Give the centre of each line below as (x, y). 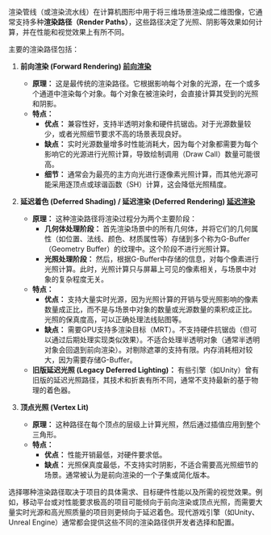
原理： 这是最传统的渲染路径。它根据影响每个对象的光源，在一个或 (143, 84)
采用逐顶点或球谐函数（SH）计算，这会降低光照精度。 (141, 184)
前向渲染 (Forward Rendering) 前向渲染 (85, 66)
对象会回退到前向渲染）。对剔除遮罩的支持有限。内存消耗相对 (145, 350)
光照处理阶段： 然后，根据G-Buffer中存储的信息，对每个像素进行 (152, 259)
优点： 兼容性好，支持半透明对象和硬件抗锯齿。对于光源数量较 (148, 124)
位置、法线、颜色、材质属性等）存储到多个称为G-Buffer (158, 239)
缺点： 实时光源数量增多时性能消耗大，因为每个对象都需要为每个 (151, 144)
